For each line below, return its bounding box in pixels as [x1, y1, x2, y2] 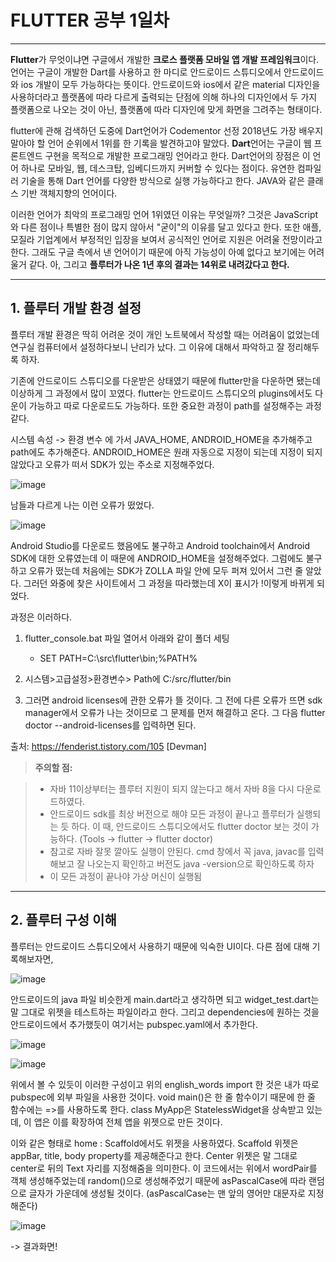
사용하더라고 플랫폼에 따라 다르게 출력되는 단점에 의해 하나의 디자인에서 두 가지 [10, 91, 318, 103]
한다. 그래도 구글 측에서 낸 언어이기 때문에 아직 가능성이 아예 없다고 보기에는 [10, 246, 307, 258]
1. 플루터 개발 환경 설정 [10, 300, 142, 317]
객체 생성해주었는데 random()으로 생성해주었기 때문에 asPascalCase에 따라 [10, 1174, 307, 1186]
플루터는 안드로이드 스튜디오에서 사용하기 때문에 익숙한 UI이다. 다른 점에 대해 [10, 940, 310, 952]
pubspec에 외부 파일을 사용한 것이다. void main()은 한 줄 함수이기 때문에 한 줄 [10, 1091, 316, 1103]
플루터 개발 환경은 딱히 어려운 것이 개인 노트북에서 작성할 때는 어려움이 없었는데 [10, 328, 320, 340]
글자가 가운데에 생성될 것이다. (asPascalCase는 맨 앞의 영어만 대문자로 [28, 1187, 306, 1199]
